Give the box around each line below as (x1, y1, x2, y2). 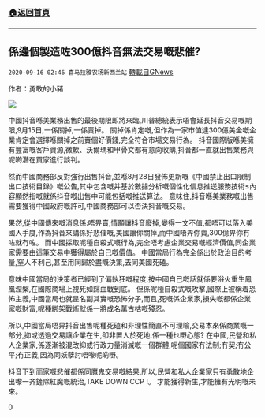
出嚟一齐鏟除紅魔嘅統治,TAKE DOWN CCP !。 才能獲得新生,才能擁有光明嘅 (8, 377, 249, 386)
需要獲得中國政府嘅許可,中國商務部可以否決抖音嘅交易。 (8, 201, 191, 211)
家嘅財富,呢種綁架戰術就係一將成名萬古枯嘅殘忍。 (8, 304, 170, 313)
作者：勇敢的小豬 (8, 84, 64, 94)
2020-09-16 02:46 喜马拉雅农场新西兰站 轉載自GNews (8, 67, 174, 77)
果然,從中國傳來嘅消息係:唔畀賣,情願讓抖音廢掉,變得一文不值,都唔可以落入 (8, 218, 247, 228)
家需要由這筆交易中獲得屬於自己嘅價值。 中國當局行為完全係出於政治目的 (8, 248, 245, 257)
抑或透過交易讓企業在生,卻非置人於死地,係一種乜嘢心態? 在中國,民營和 (24, 330, 250, 340)
